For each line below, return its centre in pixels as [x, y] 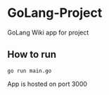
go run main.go [30, 71]
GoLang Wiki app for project [48, 32]
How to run [32, 55]
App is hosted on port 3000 [47, 84]
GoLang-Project [55, 13]
